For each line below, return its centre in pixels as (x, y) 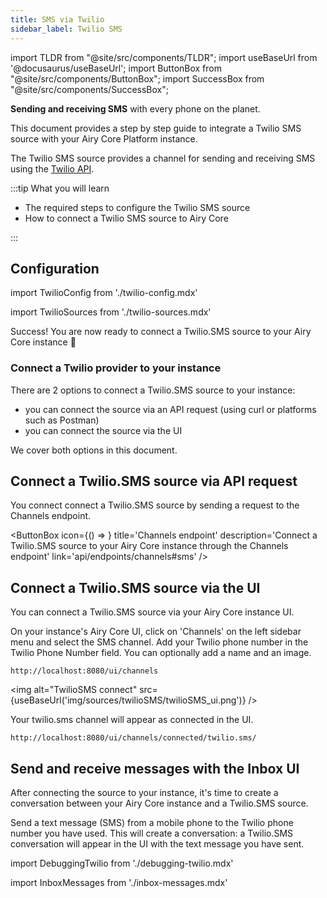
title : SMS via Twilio (57, 19)
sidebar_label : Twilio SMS (66, 29)
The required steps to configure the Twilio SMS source (137, 207)
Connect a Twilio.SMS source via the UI (135, 587)
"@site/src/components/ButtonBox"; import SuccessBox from (137, 78)
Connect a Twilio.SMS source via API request (154, 481)
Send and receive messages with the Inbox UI (155, 768)
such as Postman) (62, 420)
